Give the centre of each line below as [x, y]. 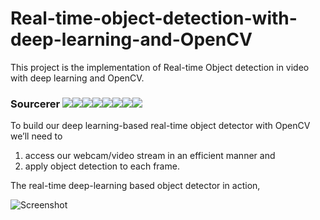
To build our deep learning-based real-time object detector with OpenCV [160, 126]
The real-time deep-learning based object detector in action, [135, 186]
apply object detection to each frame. [102, 166]
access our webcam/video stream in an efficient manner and [150, 156]
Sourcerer [35, 104]
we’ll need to [36, 136]
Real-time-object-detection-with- [154, 18]
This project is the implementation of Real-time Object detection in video [160, 67]
